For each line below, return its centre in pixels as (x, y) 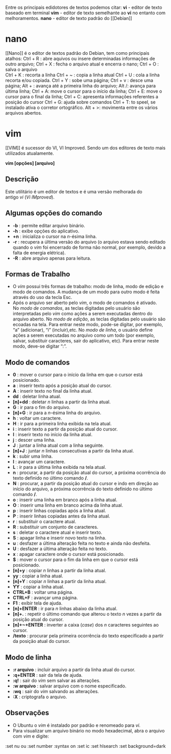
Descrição (22, 179)
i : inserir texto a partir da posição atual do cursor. (65, 429)
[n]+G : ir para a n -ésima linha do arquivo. (57, 413)
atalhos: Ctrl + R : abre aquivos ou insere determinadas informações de (80, 58)
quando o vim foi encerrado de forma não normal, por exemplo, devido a (89, 247)
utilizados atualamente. (30, 153)
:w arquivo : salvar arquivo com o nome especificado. (69, 686)
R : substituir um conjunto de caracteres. (55, 527)
